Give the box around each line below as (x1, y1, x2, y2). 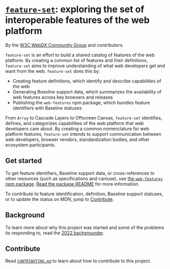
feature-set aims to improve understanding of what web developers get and (5, 63, 165, 69)
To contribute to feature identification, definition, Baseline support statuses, (5, 191, 163, 197)
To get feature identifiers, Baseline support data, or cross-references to (5, 170, 155, 176)
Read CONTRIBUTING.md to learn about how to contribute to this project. (5, 258, 151, 264)
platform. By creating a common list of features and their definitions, (5, 57, 148, 63)
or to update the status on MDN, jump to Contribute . (5, 196, 114, 202)
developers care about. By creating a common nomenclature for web (5, 126, 150, 132)
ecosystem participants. (5, 141, 56, 148)
